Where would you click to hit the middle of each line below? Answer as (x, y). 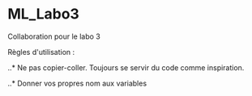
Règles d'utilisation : (41, 52)
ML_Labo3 (44, 14)
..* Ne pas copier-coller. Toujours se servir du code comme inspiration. (126, 67)
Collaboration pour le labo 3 (54, 36)
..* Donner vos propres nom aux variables (77, 83)
